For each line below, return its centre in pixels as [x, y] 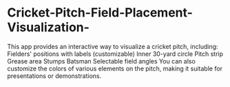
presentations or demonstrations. [54, 76]
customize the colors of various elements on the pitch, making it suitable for [115, 68]
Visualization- [48, 27]
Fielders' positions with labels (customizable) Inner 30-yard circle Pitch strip [115, 54]
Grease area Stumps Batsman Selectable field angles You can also [102, 61]
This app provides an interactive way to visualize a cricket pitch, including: [113, 46]
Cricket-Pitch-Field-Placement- [100, 13]
